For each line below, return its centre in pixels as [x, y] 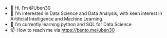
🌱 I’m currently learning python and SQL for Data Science [71, 24]
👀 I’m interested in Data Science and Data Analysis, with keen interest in [86, 13]
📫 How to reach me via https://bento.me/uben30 [62, 30]
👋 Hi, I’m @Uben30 [30, 8]
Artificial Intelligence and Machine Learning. [57, 19]
